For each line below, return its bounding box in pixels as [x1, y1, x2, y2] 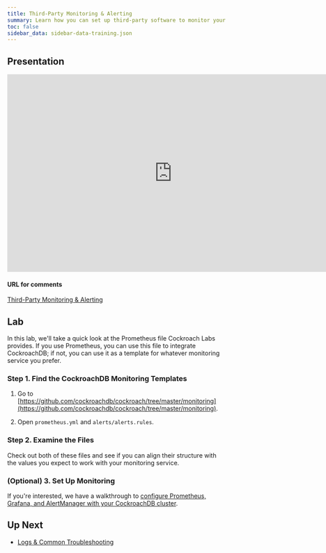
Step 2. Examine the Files [7, 435, 94, 445]
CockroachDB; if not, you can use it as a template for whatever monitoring [7, 349, 220, 357]
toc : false [7, 23, 39, 30]
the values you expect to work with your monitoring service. [7, 458, 180, 467]
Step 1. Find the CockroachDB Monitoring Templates [7, 374, 187, 383]
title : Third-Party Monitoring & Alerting [7, 10, 132, 17]
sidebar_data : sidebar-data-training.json [7, 29, 132, 37]
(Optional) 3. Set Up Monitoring [7, 476, 115, 485]
